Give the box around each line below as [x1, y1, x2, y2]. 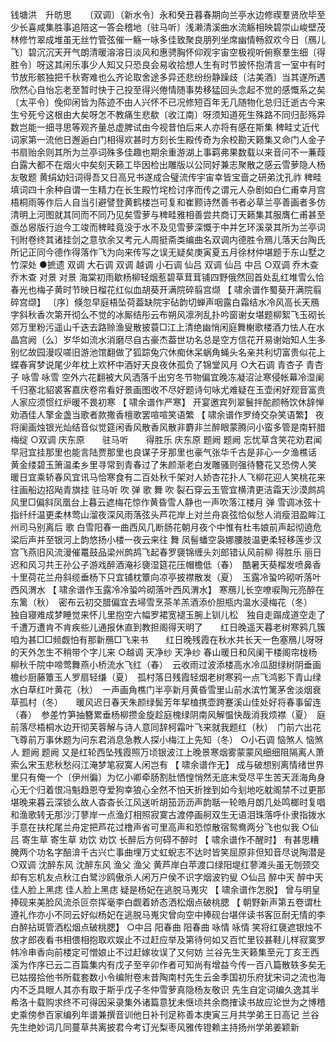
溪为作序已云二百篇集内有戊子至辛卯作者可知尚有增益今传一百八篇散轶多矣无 [10, 959, 326, 970]
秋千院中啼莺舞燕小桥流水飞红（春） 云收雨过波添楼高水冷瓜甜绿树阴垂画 [18, 659, 322, 670]
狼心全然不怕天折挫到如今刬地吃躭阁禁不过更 [132, 784, 317, 795]
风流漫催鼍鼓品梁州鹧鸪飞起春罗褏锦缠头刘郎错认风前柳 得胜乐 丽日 [44, 546, 322, 558]
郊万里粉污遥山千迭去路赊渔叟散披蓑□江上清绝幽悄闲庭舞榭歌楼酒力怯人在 [10, 321, 317, 333]
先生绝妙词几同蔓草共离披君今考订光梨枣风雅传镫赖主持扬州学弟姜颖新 [10, 1021, 300, 1033]
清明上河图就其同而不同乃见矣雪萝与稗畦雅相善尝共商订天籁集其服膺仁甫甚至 [10, 209, 326, 220]
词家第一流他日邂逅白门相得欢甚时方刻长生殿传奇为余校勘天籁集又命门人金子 [10, 134, 326, 145]
